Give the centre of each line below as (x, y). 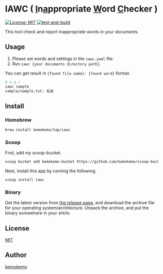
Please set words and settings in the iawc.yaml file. (63, 59)
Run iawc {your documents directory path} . (56, 63)
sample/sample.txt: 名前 (29, 91)
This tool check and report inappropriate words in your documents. (72, 31)
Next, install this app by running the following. (51, 171)
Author (16, 255)
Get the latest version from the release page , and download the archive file (80, 203)
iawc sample (17, 86)
